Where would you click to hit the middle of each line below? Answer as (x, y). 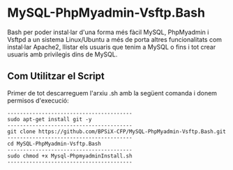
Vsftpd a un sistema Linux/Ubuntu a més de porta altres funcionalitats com (114, 39)
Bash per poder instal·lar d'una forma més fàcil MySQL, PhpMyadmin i (108, 32)
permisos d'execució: (38, 100)
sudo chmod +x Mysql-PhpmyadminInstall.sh (70, 156)
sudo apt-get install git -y (50, 119)
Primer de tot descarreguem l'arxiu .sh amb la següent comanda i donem (112, 93)
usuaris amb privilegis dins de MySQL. (62, 54)
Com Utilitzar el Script (56, 76)
